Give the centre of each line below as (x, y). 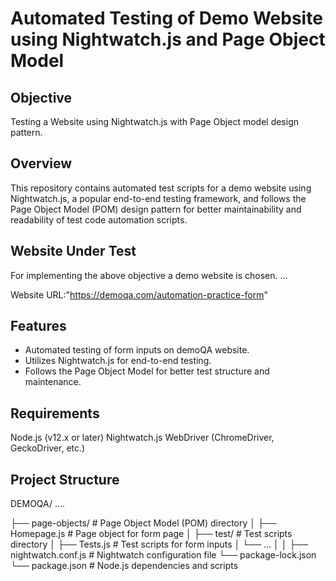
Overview (41, 163)
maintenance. (53, 382)
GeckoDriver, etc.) (48, 448)
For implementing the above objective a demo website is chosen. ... (149, 275)
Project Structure (65, 479)
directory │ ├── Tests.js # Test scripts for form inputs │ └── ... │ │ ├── (159, 544)
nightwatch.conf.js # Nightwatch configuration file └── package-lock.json (163, 555)
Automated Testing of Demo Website (166, 18)
